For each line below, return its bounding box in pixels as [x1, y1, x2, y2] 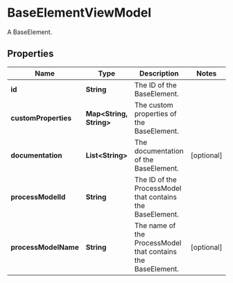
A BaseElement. [7, 28, 53, 36]
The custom [134, 100, 173, 110]
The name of [134, 221, 176, 230]
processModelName [10, 242, 80, 252]
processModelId [10, 192, 66, 202]
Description [139, 68, 179, 78]
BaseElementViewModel [7, 5, 151, 21]
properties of [134, 109, 177, 119]
